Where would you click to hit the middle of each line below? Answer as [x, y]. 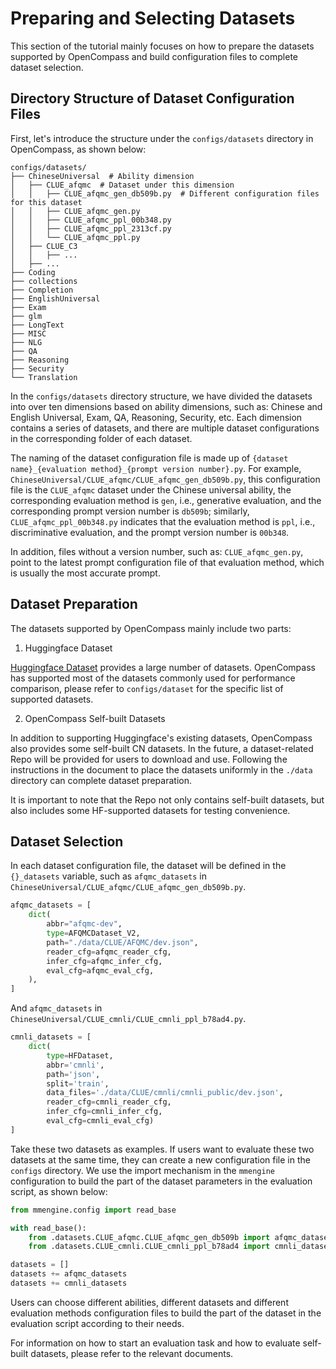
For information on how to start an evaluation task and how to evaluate [155, 1343]
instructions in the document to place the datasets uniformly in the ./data [161, 769]
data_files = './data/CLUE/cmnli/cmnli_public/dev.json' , [165, 1093]
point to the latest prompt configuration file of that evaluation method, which [167, 562]
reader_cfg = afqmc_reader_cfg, [109, 952]
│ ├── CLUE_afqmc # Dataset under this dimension [122, 185]
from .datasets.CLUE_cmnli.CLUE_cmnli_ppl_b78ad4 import [149, 1247]
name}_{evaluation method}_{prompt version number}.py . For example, [156, 468]
